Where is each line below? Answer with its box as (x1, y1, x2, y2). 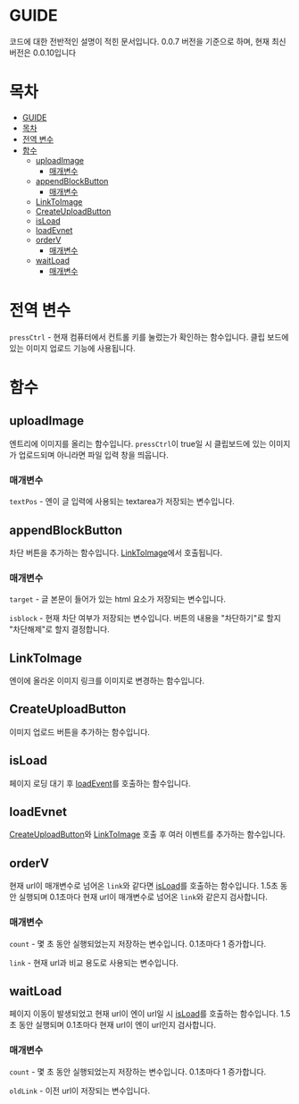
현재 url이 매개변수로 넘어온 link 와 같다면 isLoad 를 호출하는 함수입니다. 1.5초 (9, 881, 278, 891)
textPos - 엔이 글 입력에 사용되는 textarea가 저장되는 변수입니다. (9, 496, 235, 507)
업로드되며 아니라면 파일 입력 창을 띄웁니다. (18, 449, 170, 460)
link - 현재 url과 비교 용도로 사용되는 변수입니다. (9, 957, 179, 968)
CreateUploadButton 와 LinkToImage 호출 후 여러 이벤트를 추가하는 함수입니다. (9, 829, 286, 840)
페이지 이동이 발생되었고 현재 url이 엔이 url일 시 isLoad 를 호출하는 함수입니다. (9, 1008, 279, 1019)
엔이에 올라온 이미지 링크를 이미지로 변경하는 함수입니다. (9, 676, 205, 687)
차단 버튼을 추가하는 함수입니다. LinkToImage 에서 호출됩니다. (9, 547, 223, 558)
